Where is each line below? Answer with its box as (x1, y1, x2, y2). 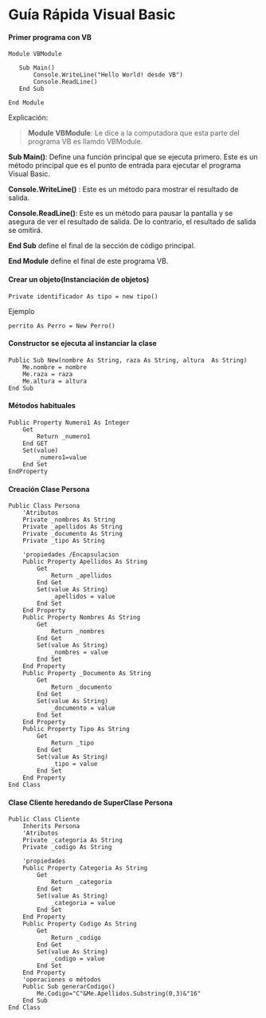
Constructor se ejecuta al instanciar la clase (8, 339, 157, 348)
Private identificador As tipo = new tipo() (8, 293, 158, 301)
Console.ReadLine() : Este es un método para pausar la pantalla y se (8, 209, 233, 218)
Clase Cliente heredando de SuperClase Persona (8, 797, 173, 807)
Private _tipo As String (22, 537, 105, 545)
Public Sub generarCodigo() (22, 983, 115, 991)
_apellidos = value (50, 592, 115, 601)
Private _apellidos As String (22, 523, 123, 531)
